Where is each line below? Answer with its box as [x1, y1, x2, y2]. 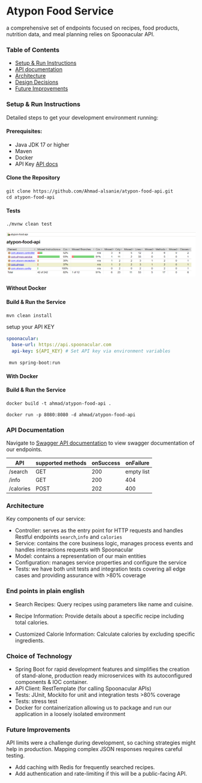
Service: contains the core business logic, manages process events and [14, 540, 194, 547]
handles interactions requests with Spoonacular [14, 546, 133, 553]
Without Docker [6, 285, 47, 292]
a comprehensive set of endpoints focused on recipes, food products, [6, 24, 179, 31]
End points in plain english [6, 587, 85, 595]
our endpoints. [6, 446, 43, 453]
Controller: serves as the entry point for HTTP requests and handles [14, 527, 183, 534]
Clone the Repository [6, 174, 60, 182]
